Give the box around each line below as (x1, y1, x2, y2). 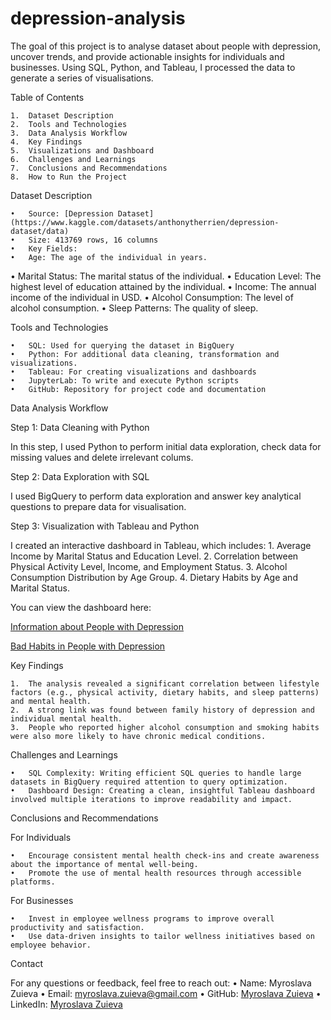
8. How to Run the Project (10, 172, 128, 182)
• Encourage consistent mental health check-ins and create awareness (10, 850, 320, 861)
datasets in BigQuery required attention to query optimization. (10, 777, 288, 787)
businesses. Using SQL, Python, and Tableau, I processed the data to (10, 61, 296, 73)
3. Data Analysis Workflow (10, 128, 128, 138)
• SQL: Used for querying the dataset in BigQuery (10, 340, 235, 351)
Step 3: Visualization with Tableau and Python (10, 520, 200, 532)
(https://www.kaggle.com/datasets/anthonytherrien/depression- (10, 217, 280, 227)
